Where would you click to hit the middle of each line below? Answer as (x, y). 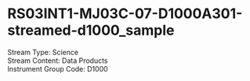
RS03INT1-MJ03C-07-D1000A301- (125, 14)
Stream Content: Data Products (58, 61)
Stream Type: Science (43, 52)
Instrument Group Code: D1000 (58, 68)
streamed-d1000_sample (91, 30)
